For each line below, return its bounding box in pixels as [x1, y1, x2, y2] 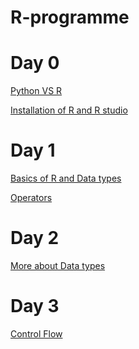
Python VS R [10, 85, 63, 97]
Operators [10, 192, 53, 204]
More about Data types [10, 260, 106, 271]
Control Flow [10, 327, 63, 340]
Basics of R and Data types [10, 172, 122, 185]
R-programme [10, 6, 130, 29]
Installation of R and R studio [10, 104, 128, 116]
